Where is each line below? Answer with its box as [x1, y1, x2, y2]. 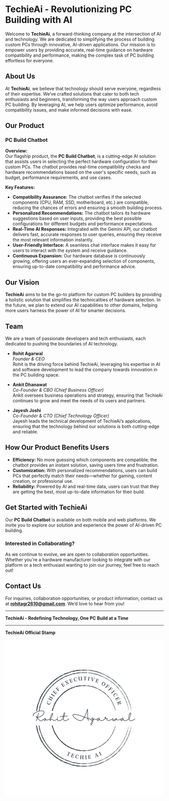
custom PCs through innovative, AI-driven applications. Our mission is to [5, 41, 156, 47]
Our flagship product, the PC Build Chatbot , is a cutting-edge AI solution [5, 153, 156, 159]
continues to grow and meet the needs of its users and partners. [12, 398, 146, 404]
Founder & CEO [12, 356, 45, 362]
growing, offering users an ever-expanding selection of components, [12, 258, 155, 264]
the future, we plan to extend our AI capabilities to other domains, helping [5, 302, 157, 308]
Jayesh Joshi [12, 407, 41, 413]
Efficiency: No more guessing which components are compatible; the [12, 457, 157, 463]
